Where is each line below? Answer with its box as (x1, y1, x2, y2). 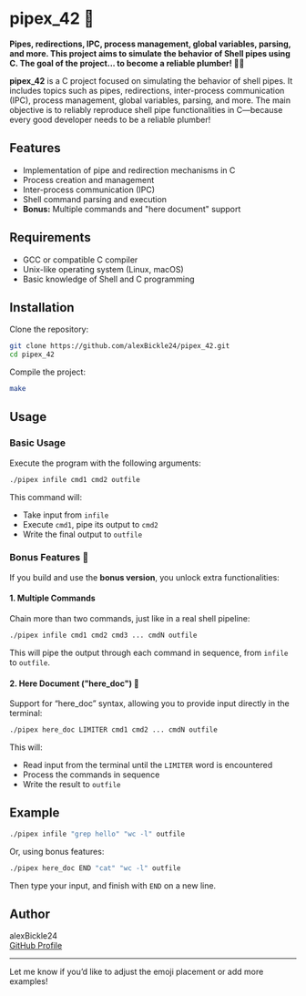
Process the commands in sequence (22, 769, 160, 780)
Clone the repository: (9, 323, 89, 335)
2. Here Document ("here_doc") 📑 (9, 678, 139, 689)
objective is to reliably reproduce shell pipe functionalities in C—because (9, 104, 283, 115)
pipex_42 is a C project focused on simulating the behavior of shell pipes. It (9, 75, 293, 86)
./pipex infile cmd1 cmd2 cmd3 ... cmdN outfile (9, 631, 198, 641)
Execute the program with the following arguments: (9, 457, 202, 468)
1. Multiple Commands (9, 592, 96, 604)
